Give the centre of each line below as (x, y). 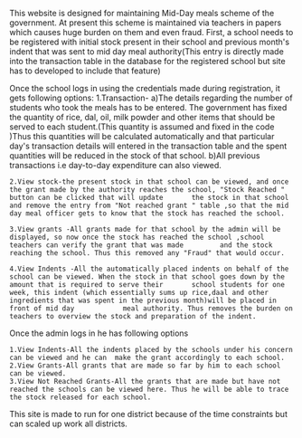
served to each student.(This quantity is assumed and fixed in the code (142, 127)
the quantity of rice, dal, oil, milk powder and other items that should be (142, 117)
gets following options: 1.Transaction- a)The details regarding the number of (151, 98)
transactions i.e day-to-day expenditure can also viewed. (115, 165)
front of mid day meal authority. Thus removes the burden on (151, 309)
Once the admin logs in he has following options (99, 333)
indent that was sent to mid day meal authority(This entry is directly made (147, 52)
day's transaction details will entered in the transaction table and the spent (148, 146)
